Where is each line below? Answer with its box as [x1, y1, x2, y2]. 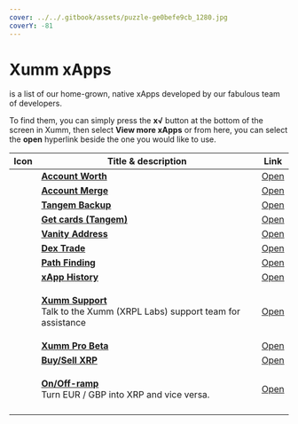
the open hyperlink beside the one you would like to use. [9, 134, 216, 145]
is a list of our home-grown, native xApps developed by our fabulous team [9, 89, 281, 99]
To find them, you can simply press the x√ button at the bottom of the [9, 115, 263, 126]
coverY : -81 [9, 21, 53, 30]
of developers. [9, 98, 62, 109]
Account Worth [41, 170, 108, 183]
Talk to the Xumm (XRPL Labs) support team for [41, 305, 241, 318]
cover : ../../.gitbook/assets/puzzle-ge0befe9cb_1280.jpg [9, 12, 228, 22]
